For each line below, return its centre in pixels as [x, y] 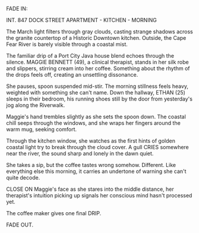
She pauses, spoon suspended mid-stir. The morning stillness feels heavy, [97, 86]
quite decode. [23, 177]
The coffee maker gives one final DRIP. [54, 213]
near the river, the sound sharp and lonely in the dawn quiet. [80, 153]
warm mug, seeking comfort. [42, 129]
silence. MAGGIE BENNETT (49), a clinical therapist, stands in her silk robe [97, 62]
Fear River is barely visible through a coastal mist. [67, 44]
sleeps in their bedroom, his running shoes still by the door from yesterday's [99, 99]
